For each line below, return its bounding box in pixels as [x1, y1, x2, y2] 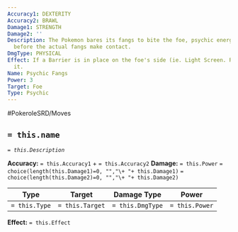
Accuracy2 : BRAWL [7, 17, 59, 24]
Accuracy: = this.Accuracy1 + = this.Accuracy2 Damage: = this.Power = [7, 159, 223, 167]
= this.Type [11, 201, 52, 209]
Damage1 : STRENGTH [7, 23, 62, 31]
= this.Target [57, 201, 106, 209]
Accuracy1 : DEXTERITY [7, 10, 72, 18]
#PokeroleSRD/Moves [7, 109, 72, 118]
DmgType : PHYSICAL [7, 50, 62, 57]
